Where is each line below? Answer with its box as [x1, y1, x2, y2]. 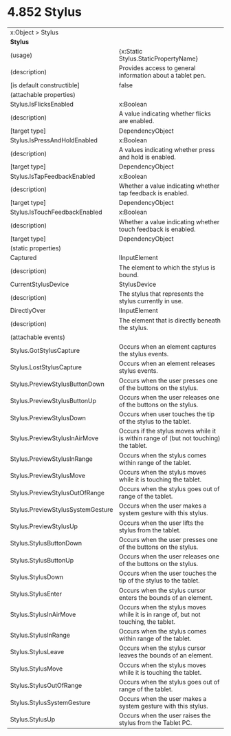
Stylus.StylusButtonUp [10, 556, 74, 564]
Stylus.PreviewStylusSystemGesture [10, 505, 113, 513]
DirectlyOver [10, 307, 46, 315]
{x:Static [119, 47, 143, 56]
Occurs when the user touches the [119, 569, 217, 578]
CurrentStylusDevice [10, 280, 69, 288]
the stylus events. [119, 350, 169, 358]
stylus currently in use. [119, 297, 184, 305]
